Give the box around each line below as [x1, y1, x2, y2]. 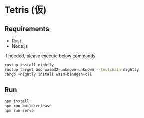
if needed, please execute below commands [4, 53, 96, 59]
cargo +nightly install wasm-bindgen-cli [4, 72, 92, 77]
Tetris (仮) [4, 4, 47, 16]
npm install [4, 99, 29, 104]
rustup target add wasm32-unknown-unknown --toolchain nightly [4, 67, 139, 72]
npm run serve [4, 108, 34, 113]
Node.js [11, 43, 28, 49]
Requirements [4, 24, 49, 33]
